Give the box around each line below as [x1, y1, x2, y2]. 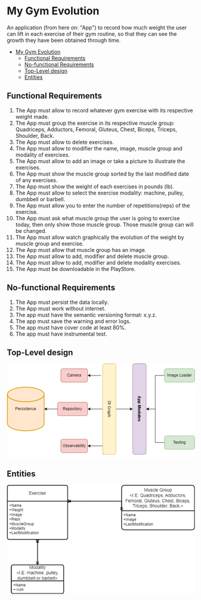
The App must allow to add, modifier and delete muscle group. [15, 253, 169, 260]
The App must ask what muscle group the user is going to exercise [15, 214, 180, 221]
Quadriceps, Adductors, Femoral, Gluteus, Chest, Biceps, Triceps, [15, 125, 178, 133]
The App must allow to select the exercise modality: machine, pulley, [15, 189, 184, 196]
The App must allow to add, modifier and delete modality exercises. [15, 259, 181, 266]
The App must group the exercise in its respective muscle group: [15, 119, 175, 127]
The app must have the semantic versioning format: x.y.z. [15, 311, 157, 318]
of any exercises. [15, 176, 58, 183]
